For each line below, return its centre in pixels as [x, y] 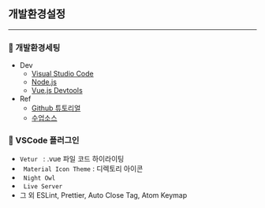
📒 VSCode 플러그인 [44, 140]
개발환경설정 [37, 14]
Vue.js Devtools [57, 91]
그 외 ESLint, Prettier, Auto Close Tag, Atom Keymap [103, 195]
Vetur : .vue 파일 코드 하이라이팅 [72, 159]
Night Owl [39, 178]
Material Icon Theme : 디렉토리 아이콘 [83, 169]
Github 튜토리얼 [56, 108]
